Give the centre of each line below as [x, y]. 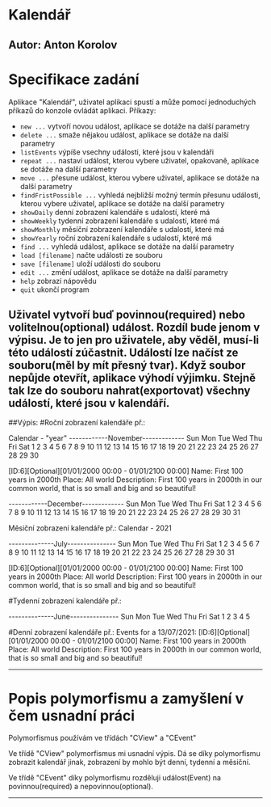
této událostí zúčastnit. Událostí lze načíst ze [123, 352]
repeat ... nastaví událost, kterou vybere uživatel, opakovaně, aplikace [140, 160]
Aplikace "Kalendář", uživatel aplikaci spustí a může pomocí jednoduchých [132, 102]
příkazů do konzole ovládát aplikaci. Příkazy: [82, 110]
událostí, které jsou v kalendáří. [89, 403]
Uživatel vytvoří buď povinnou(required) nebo [127, 314]
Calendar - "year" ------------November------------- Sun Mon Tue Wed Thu [135, 438]
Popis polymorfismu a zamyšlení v [126, 698]
